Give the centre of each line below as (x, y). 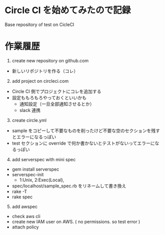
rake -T (19, 191)
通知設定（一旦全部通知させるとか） (57, 104)
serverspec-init (28, 174)
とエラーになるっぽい (34, 137)
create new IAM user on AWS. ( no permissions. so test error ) (76, 221)
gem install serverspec (36, 169)
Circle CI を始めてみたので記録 (68, 10)
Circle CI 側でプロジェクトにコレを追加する (56, 91)
